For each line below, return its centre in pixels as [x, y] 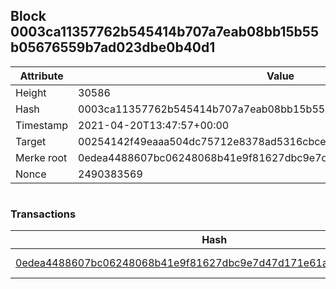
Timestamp [42, 125]
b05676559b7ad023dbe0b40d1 [113, 47]
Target [31, 141]
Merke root [41, 157]
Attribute [41, 76]
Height [31, 92]
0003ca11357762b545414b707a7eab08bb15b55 [164, 32]
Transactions [43, 214]
